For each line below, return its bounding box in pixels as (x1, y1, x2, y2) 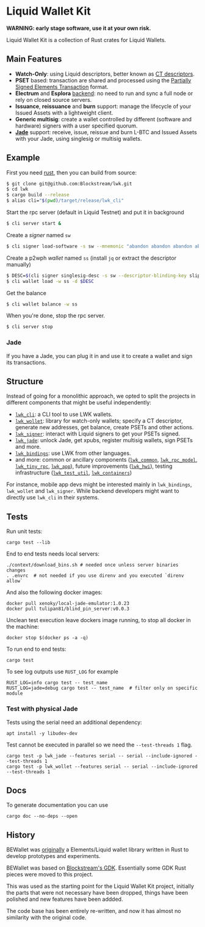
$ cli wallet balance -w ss (6, 301, 78, 307)
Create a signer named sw (6, 231, 71, 238)
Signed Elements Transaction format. (15, 83, 109, 90)
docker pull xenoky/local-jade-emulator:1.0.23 (6, 601, 130, 607)
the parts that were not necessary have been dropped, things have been (6, 889, 189, 897)
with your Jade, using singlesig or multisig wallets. (15, 135, 142, 142)
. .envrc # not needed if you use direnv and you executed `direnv (6, 573, 184, 579)
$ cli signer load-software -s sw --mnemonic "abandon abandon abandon (6, 243, 192, 249)
